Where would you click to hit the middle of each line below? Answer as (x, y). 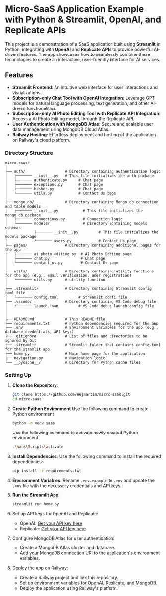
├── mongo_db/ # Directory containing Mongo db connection (82, 202)
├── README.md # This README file (55, 319)
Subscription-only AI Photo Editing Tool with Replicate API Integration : (86, 113)
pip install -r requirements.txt (47, 471)
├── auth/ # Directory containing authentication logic (83, 172)
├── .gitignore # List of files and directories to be (76, 336)
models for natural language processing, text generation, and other (81, 103)
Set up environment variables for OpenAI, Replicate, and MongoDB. (88, 583)
